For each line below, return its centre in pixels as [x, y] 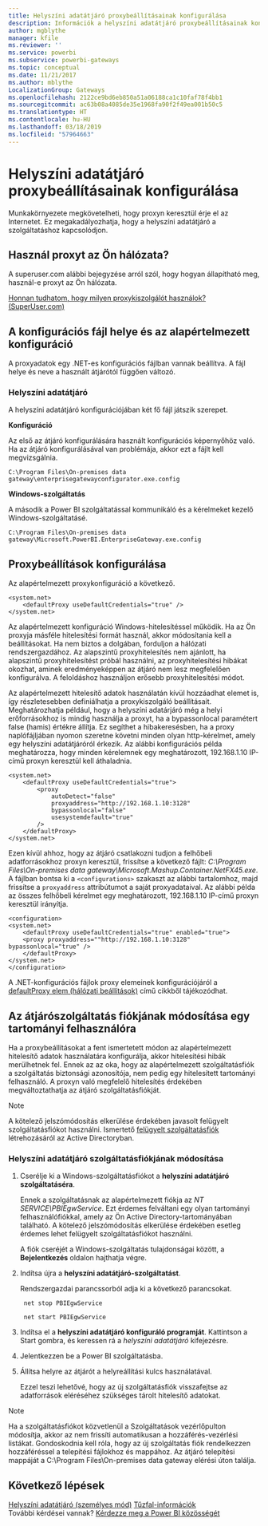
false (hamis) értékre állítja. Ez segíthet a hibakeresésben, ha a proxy [122, 727]
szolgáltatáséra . [47, 1184]
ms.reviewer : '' [35, 45]
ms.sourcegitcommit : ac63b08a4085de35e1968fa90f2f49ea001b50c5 [116, 105]
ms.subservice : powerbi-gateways [64, 61]
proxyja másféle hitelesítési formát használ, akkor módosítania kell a [120, 635]
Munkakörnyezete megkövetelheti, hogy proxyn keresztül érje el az [118, 213]
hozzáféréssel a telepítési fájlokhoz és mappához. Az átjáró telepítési [122, 1452]
